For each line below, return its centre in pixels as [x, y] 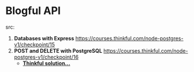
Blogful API [33, 11]
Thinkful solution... [46, 63]
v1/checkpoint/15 [34, 44]
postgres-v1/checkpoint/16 [46, 57]
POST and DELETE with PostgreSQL [58, 50]
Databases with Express [44, 38]
